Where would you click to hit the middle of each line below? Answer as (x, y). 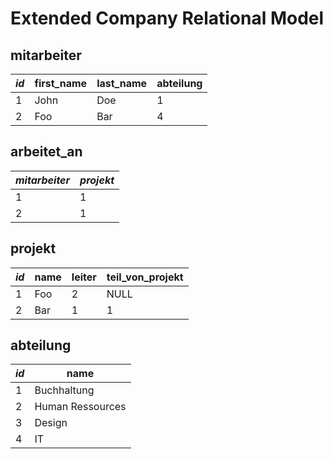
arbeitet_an (46, 152)
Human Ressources (80, 407)
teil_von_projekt (145, 277)
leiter (84, 277)
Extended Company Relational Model (167, 18)
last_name (122, 83)
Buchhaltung (64, 390)
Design (51, 423)
